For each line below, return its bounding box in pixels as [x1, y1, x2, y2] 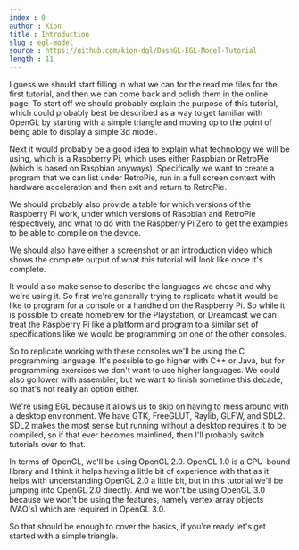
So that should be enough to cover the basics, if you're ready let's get [9, 521, 266, 531]
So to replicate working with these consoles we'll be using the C [9, 346, 245, 356]
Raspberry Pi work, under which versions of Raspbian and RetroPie [9, 209, 256, 219]
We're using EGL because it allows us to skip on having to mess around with [9, 401, 289, 412]
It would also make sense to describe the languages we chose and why [9, 281, 272, 291]
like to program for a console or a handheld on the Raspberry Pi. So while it [9, 300, 286, 311]
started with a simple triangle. [9, 530, 119, 541]
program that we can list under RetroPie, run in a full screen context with [9, 172, 276, 183]
